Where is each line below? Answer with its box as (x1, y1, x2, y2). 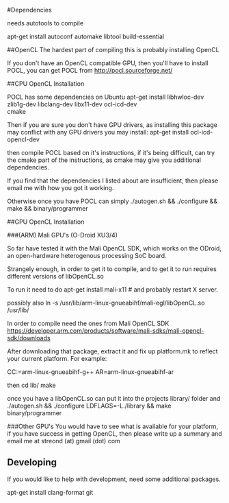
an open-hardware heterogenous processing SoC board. (7, 252, 167, 259)
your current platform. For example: (7, 355, 107, 362)
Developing (7, 456, 57, 469)
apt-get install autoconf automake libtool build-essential (7, 32, 165, 40)
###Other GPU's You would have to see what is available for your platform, (7, 422, 219, 430)
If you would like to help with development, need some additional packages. (7, 475, 221, 483)
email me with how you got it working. (7, 184, 114, 191)
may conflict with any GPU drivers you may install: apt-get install (7, 128, 189, 136)
